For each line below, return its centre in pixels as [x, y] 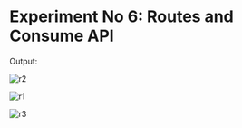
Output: [24, 61]
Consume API [62, 36]
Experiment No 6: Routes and [121, 17]
